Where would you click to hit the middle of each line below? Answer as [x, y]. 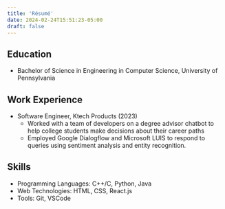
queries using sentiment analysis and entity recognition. [107, 145]
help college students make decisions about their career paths [116, 131]
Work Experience [45, 99]
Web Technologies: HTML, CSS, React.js [75, 190]
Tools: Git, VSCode [44, 198]
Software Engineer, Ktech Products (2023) [77, 116]
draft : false [26, 26]
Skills [19, 167]
